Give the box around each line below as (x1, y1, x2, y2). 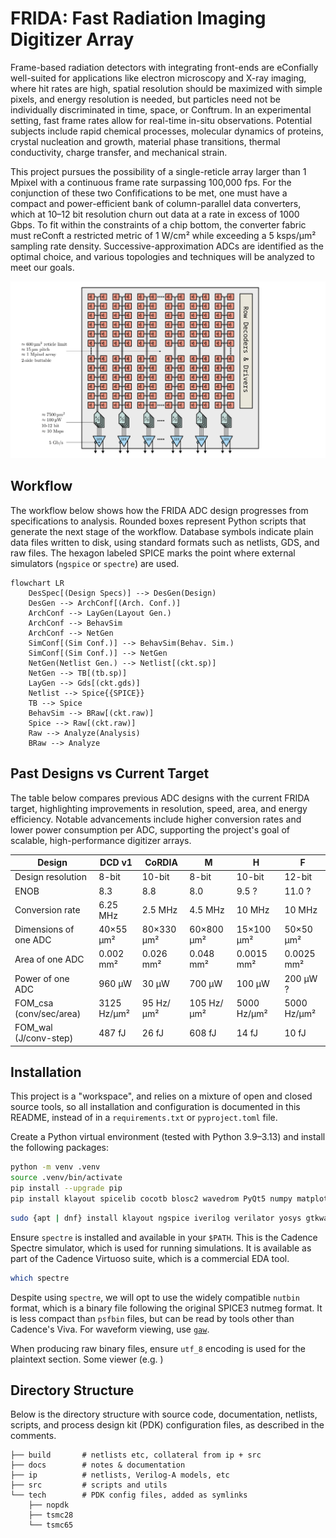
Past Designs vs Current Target (10, 765, 210, 782)
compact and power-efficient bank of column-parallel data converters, (10, 197, 302, 209)
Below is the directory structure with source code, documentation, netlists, (10, 1408, 318, 1421)
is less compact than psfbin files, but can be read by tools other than (10, 1312, 295, 1324)
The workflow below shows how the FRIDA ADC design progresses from (10, 504, 309, 516)
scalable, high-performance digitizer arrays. (10, 834, 192, 846)
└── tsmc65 (28, 1520, 74, 1531)
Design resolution (14, 871, 87, 883)
